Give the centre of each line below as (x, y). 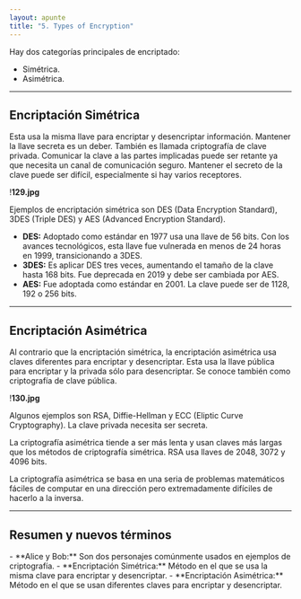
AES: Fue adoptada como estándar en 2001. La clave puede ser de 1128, (156, 285)
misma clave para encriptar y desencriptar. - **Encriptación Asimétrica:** (146, 575)
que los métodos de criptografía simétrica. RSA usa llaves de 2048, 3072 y (147, 452)
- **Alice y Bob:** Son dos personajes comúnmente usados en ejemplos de (150, 556)
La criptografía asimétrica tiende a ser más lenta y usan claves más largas (146, 443)
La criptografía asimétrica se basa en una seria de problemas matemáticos (147, 479)
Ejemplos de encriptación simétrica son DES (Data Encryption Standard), (143, 210)
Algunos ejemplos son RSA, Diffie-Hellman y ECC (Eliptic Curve (126, 416)
